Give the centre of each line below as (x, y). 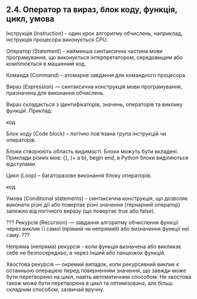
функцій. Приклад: (29, 110)
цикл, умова (30, 19)
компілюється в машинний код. (46, 63)
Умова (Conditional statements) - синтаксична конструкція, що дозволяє (97, 198)
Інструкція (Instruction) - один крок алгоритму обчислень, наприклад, (95, 33)
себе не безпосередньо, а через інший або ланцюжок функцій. (86, 253)
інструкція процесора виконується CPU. (57, 39)
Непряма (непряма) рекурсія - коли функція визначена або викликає (94, 246)
